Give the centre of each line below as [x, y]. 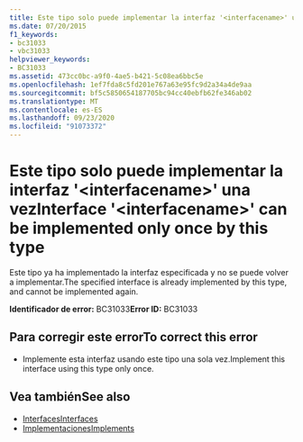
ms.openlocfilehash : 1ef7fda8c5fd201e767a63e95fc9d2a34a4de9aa [131, 85]
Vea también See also [70, 397]
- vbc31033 [30, 51]
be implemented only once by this [139, 228]
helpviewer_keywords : [50, 59]
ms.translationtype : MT [54, 101]
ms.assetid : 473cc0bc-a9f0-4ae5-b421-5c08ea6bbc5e [106, 77]
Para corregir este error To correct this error [134, 337]
